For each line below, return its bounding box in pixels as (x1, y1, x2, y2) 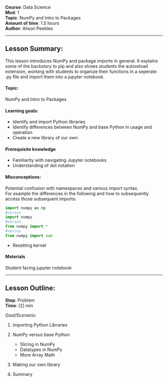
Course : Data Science (5, 4, 51, 10)
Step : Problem (5, 297, 35, 303)
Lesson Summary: (5, 44, 63, 53)
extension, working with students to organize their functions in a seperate (5, 68, 157, 74)
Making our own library (12, 362, 60, 368)
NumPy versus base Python (12, 332, 70, 338)
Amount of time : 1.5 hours (5, 20, 59, 26)
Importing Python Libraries (12, 322, 67, 328)
